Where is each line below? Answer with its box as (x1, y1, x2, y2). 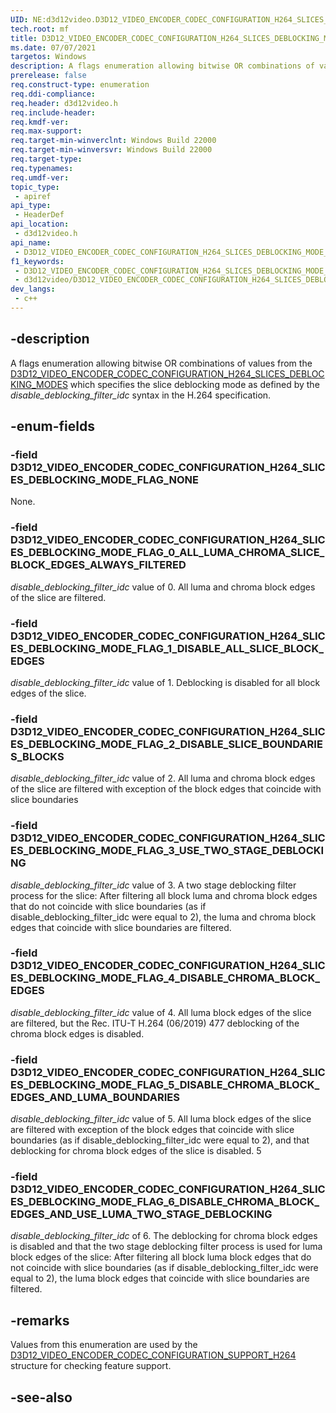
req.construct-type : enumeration (10, 80, 150, 90)
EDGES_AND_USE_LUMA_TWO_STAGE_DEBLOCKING (10, 1207, 273, 1221)
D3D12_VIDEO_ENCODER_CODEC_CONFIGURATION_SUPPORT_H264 (10, 1349, 297, 1361)
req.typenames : (10, 163, 74, 173)
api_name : (10, 237, 52, 248)
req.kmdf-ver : (10, 117, 70, 127)
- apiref (14, 191, 52, 201)
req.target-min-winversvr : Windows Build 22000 (10, 145, 213, 155)
